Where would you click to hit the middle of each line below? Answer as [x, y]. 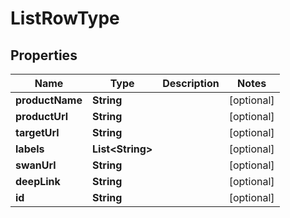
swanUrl [36, 165]
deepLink [38, 181]
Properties [44, 55]
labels [30, 149]
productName [49, 100]
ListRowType [65, 18]
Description [191, 83]
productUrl [42, 116]
